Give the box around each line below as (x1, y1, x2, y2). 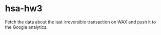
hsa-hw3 (5, 3, 42, 14)
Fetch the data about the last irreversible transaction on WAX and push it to (5, 19, 156, 25)
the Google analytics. (5, 24, 48, 30)
